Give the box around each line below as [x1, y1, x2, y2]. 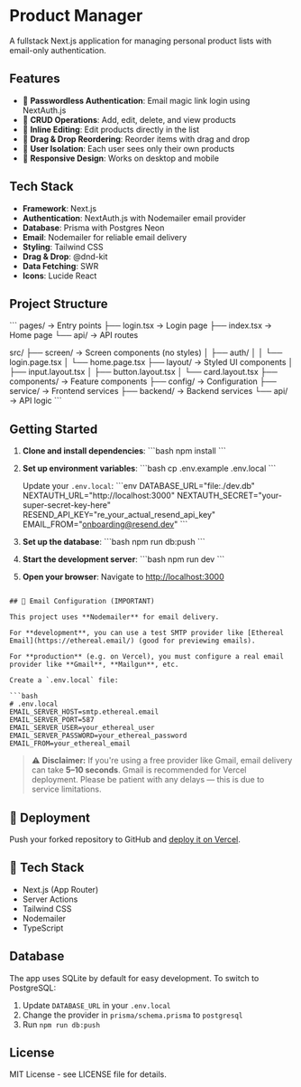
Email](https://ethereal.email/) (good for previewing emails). [9, 636, 256, 646]
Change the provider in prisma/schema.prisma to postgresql [22, 1009, 243, 1020]
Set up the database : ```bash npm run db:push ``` [22, 537, 205, 548]
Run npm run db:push [22, 1018, 101, 1030]
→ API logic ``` [9, 395, 62, 407]
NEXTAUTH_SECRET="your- [177, 490, 282, 501]
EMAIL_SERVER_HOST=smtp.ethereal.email [9, 707, 160, 717]
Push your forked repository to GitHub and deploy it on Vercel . [9, 834, 241, 845]
